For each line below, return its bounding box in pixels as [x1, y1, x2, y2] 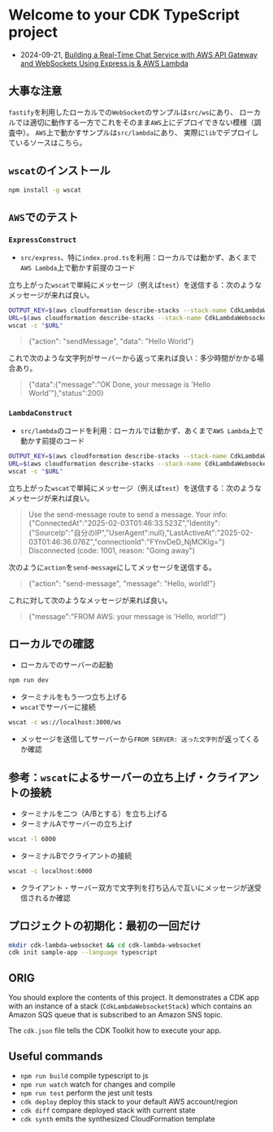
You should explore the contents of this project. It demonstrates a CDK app [8, 993, 260, 1003]
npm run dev [8, 676, 49, 684]
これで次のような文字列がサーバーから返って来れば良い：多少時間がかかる [8, 353, 258, 362]
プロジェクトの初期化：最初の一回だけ [8, 919, 201, 933]
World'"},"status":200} [28, 388, 104, 397]
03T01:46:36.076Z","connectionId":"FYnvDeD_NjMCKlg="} [28, 536, 225, 546]
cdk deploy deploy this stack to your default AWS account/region [19, 1096, 238, 1106]
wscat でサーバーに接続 [19, 702, 96, 712]
